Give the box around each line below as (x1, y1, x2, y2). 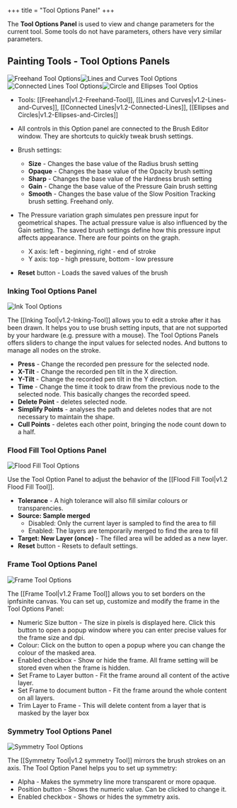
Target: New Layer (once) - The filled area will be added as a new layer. (17, 534, 228, 543)
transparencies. (17, 504, 64, 513)
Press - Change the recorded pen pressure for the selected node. (17, 360, 210, 368)
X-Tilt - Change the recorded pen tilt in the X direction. (17, 367, 178, 376)
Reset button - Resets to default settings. (17, 542, 138, 550)
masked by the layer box (17, 709, 90, 717)
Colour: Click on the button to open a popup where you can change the (17, 641, 226, 649)
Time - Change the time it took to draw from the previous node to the (17, 382, 220, 391)
